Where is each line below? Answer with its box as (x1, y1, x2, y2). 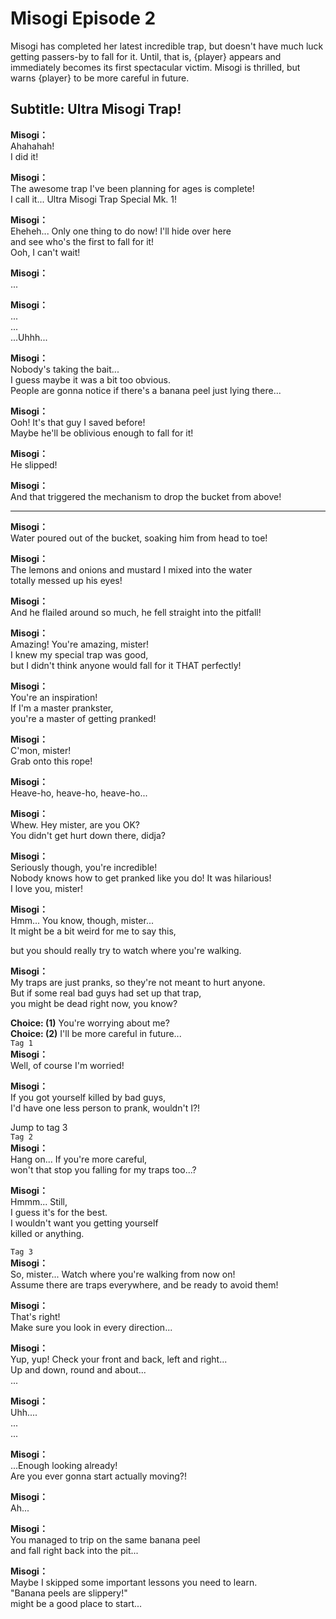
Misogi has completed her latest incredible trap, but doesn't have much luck (10, 40, 324, 52)
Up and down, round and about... (10, 1363, 147, 1376)
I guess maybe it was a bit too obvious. (10, 373, 172, 386)
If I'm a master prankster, (10, 702, 114, 714)
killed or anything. (10, 1227, 85, 1239)
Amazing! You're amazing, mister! (10, 638, 150, 650)
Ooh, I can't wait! (10, 246, 81, 258)
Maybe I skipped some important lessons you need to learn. (10, 1576, 258, 1588)
